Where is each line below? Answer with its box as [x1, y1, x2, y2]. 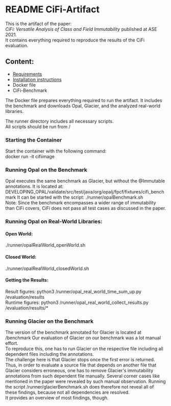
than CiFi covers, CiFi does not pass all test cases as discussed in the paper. [5, 205, 166, 211]
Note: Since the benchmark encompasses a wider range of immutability [5, 200, 157, 206]
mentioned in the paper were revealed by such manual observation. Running [5, 378, 166, 384]
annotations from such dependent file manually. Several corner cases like [5, 373, 160, 379]
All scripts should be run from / [5, 123, 70, 129]
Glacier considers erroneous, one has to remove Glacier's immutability [5, 368, 154, 374]
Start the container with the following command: [5, 148, 107, 154]
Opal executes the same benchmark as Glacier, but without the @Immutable [5, 178, 165, 184]
